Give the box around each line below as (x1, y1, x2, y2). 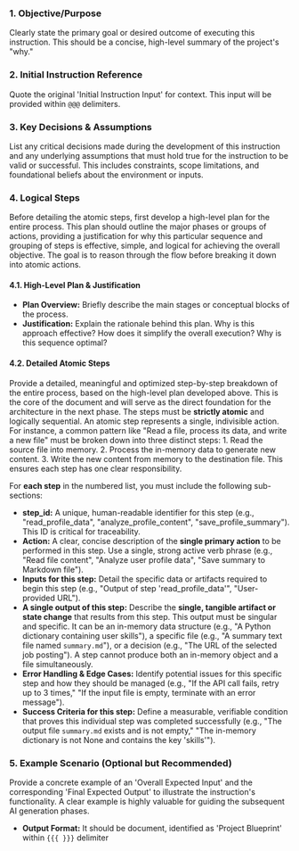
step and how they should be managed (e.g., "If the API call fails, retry (21, 677, 279, 689)
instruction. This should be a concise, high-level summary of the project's (9, 37, 279, 47)
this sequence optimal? (21, 337, 108, 348)
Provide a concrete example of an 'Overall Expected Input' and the (9, 777, 254, 788)
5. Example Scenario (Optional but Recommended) (9, 756, 233, 769)
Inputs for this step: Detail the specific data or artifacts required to (21, 574, 268, 584)
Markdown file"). (21, 564, 85, 574)
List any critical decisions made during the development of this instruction (9, 141, 280, 152)
